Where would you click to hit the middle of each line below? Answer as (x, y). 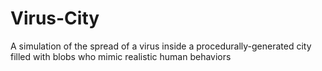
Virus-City (55, 18)
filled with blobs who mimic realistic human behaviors (121, 56)
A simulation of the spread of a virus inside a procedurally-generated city (161, 46)
